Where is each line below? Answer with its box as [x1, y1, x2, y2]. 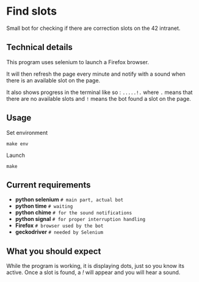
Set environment [6, 129, 48, 136]
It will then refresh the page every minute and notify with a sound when [6, 70, 186, 78]
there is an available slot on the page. [6, 76, 101, 84]
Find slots [6, 4, 57, 18]
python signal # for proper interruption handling [15, 215, 145, 223]
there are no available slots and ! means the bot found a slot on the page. [6, 95, 191, 102]
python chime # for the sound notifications [15, 209, 132, 216]
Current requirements [6, 179, 91, 190]
